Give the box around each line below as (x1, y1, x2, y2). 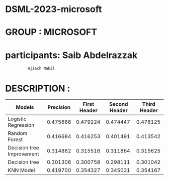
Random (8, 130, 28, 137)
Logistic (8, 115, 27, 122)
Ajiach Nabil (27, 66, 55, 71)
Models (16, 104, 34, 111)
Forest (8, 136, 23, 143)
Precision (47, 104, 71, 111)
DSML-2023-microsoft (5, 4, 102, 15)
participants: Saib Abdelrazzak (5, 49, 138, 61)
